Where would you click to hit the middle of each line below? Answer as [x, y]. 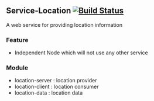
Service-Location [39, 11]
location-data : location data [49, 93]
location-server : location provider [56, 81]
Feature [17, 40]
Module [17, 68]
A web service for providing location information [64, 25]
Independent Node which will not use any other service [81, 53]
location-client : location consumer [57, 87]
